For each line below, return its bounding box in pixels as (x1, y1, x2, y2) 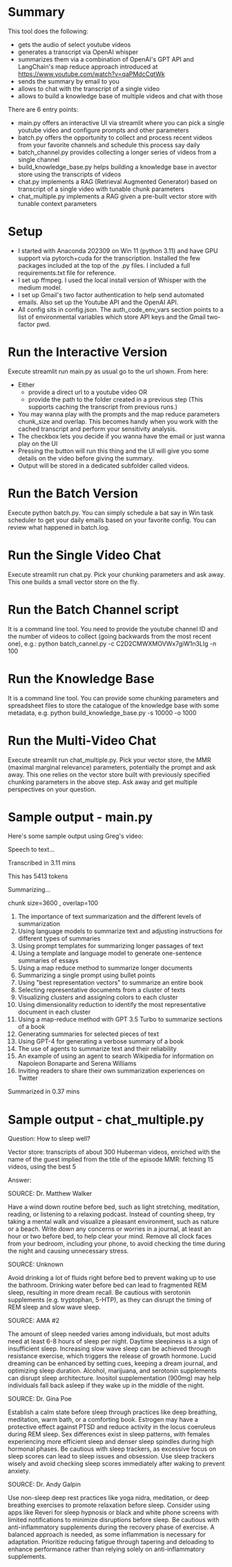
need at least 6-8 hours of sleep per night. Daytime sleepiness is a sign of (8, 1337, 218, 1346)
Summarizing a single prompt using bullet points (17, 971, 156, 979)
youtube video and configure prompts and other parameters (17, 126, 189, 134)
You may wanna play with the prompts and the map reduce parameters (17, 409, 220, 418)
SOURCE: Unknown (8, 1260, 64, 1269)
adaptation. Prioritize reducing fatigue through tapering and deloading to (8, 1538, 215, 1546)
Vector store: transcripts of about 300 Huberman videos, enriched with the (8, 1148, 221, 1156)
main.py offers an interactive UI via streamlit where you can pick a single (17, 118, 225, 127)
